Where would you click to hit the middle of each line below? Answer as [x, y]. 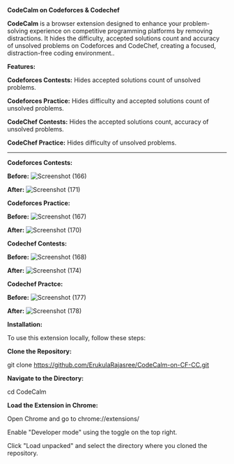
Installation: [25, 324]
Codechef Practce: [35, 284]
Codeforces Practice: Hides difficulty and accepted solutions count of [109, 101]
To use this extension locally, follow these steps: [77, 338]
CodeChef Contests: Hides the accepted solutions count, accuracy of [108, 122]
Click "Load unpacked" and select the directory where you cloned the [107, 446]
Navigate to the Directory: [46, 378]
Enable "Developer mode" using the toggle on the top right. [92, 432]
